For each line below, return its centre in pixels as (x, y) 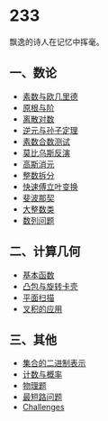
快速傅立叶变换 (50, 187)
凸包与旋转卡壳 (50, 286)
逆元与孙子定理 (50, 130)
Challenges (43, 407)
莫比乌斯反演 (46, 152)
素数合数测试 (46, 142)
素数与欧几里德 (50, 96)
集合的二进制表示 (54, 363)
